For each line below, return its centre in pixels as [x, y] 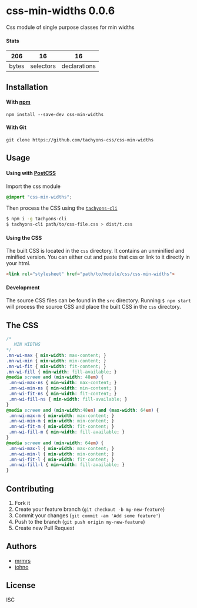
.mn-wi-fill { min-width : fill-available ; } [61, 372]
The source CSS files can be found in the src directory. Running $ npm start [98, 300]
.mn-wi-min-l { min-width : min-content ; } [61, 454]
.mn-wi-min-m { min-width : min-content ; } [61, 421]
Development [23, 288]
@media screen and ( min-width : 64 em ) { [55, 443]
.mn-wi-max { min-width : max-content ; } [56, 355]
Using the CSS [24, 237]
